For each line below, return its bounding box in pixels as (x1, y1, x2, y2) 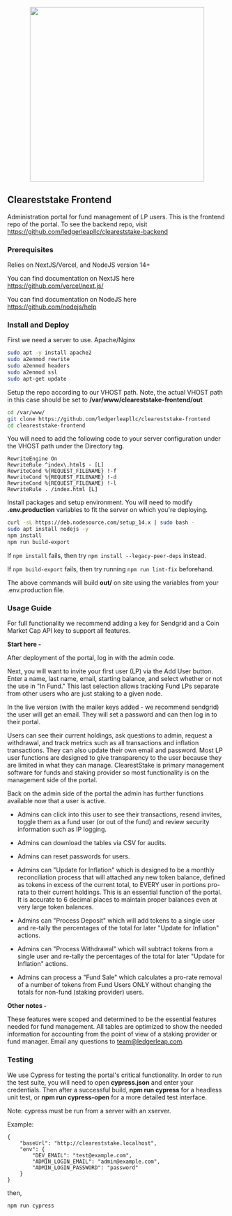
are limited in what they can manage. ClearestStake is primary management (7, 761, 224, 770)
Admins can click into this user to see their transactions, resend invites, (17, 810, 222, 819)
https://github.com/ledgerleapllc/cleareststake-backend (7, 227, 169, 235)
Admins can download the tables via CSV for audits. (17, 839, 167, 847)
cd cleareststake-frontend (7, 422, 86, 429)
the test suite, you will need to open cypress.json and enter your (7, 1078, 194, 1086)
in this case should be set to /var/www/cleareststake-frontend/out (7, 395, 203, 404)
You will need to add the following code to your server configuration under (7, 434, 221, 443)
